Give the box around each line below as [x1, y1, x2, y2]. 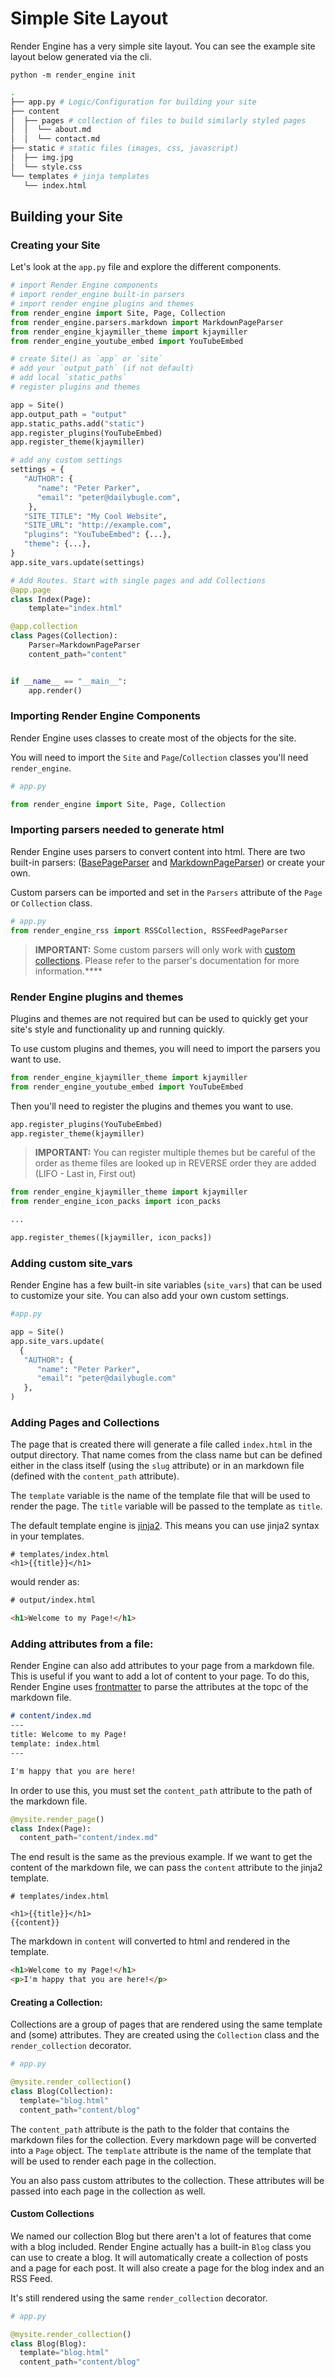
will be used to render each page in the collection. [10, 2155, 217, 2167]
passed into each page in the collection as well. [10, 2185, 206, 2197]
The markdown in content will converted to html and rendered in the [10, 1935, 291, 1947]
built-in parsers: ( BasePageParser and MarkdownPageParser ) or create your [10, 856, 326, 868]
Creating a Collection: [10, 1996, 103, 2008]
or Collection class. [10, 897, 93, 909]
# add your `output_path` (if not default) [10, 363, 195, 374]
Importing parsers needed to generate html [10, 823, 225, 837]
